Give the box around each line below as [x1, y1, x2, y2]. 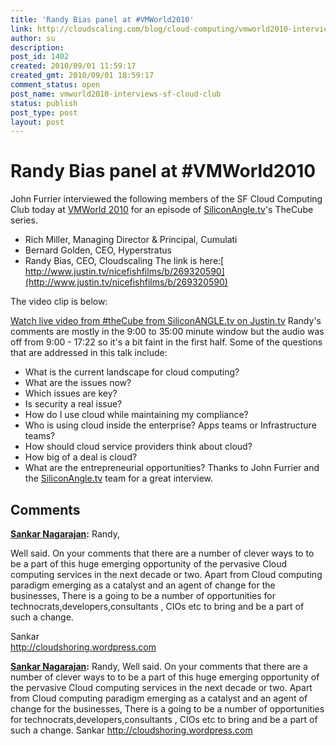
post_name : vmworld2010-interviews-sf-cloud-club [10, 89, 222, 99]
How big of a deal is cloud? [24, 451, 138, 463]
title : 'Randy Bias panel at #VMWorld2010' [10, 14, 195, 25]
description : [10, 42, 65, 53]
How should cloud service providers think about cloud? [24, 441, 253, 453]
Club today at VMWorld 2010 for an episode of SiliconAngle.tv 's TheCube [10, 204, 314, 216]
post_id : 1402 [10, 52, 70, 62]
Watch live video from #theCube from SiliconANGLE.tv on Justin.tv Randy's [10, 315, 322, 327]
